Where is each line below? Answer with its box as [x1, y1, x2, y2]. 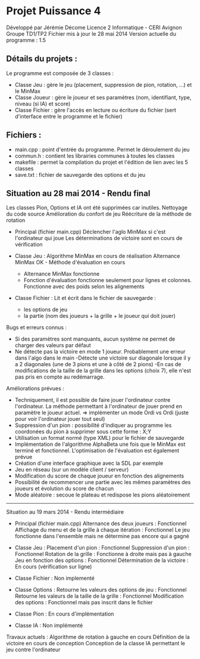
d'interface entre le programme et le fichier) [14, 113, 123, 120]
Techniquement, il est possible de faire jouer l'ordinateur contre [14, 396, 171, 404]
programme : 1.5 [6, 36, 46, 43]
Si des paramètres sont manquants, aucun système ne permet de [14, 335, 176, 343]
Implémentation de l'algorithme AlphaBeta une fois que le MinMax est [14, 441, 186, 448]
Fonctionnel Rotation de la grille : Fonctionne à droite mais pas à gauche [14, 551, 192, 558]
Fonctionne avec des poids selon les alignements [23, 283, 145, 290]
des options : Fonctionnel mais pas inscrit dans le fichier [14, 599, 153, 606]
